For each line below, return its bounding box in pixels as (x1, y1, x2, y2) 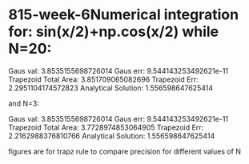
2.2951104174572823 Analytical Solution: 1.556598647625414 (8, 82, 214, 93)
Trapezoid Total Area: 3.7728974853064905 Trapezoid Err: (8, 122, 204, 132)
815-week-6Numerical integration (8, 6, 239, 24)
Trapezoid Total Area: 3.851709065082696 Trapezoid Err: (8, 74, 199, 84)
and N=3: (8, 98, 40, 108)
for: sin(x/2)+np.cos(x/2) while (8, 22, 219, 41)
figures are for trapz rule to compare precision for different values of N (8, 146, 242, 156)
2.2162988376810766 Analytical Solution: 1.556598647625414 (8, 130, 215, 141)
